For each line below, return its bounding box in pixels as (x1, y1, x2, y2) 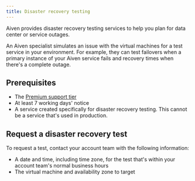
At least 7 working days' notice (14, 100, 90, 107)
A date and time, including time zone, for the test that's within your (14, 156, 176, 163)
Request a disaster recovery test (6, 129, 128, 139)
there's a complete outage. (6, 61, 71, 68)
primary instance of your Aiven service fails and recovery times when (6, 54, 174, 62)
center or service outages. (6, 30, 70, 38)
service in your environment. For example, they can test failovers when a (6, 48, 182, 56)
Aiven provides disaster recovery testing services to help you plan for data (6, 25, 186, 32)
